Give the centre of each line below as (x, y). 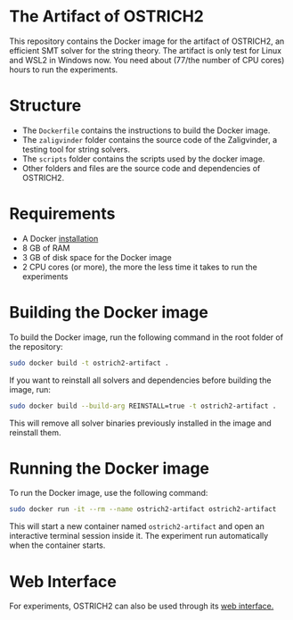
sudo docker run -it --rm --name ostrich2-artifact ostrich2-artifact (143, 509)
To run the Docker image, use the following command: (109, 493)
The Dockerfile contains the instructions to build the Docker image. (146, 130)
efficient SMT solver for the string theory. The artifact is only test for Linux (146, 50)
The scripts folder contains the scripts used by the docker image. (143, 159)
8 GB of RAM (46, 248)
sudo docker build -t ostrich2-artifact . (89, 363)
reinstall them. (35, 432)
